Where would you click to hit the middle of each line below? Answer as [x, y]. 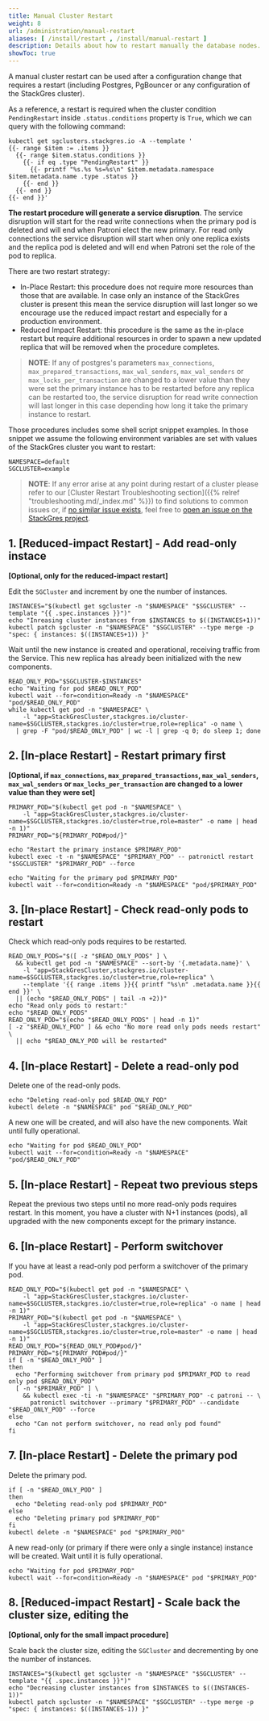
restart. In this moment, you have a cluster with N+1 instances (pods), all [128, 1213]
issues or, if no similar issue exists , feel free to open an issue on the [140, 509]
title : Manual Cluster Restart [61, 16]
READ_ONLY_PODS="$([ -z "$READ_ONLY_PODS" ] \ [88, 957]
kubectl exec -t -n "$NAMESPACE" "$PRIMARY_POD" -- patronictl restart [131, 856]
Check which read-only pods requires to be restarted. [97, 941]
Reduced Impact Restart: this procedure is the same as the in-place [132, 330]
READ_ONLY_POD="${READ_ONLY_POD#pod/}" [75, 1346]
